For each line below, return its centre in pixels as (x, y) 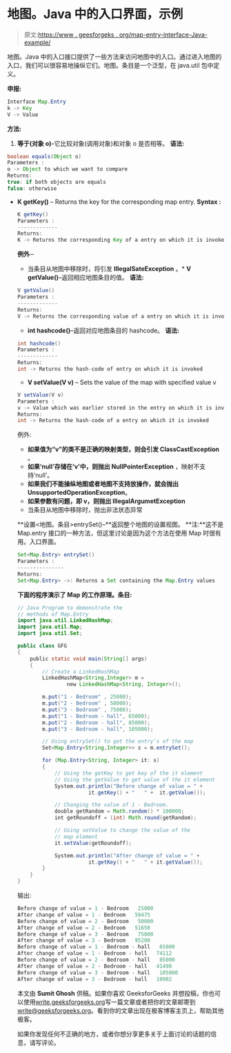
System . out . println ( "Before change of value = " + (129, 786)
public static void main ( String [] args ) (89, 658)
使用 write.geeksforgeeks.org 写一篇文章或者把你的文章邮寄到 (109, 1002)
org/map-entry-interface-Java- (163, 35)
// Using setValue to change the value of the (122, 831)
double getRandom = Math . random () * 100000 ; (119, 812)
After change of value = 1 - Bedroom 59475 (83, 915)
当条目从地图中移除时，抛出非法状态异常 (85, 510)
